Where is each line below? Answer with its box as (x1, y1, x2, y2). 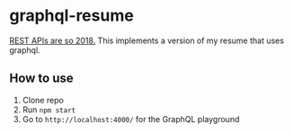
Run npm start (22, 104, 76, 115)
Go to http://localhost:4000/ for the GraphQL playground (22, 113, 240, 124)
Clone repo (22, 94, 65, 105)
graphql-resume (9, 5, 135, 26)
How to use (9, 71, 74, 86)
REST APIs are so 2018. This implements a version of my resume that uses (9, 35, 285, 46)
